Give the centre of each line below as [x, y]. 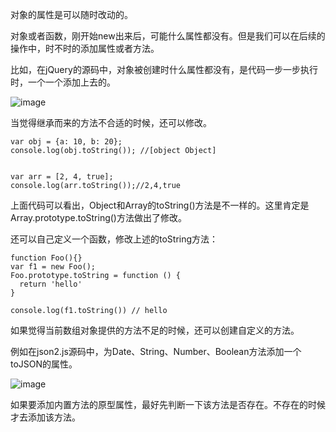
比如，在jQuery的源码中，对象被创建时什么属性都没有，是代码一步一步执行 [164, 69]
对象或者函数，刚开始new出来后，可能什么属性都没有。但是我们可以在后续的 [168, 36]
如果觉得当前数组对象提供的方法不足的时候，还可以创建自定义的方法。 [155, 330]
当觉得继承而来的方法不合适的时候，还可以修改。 [111, 122]
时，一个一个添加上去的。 [63, 82]
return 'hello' [51, 284]
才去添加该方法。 [45, 417]
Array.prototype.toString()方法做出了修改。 [98, 217]
